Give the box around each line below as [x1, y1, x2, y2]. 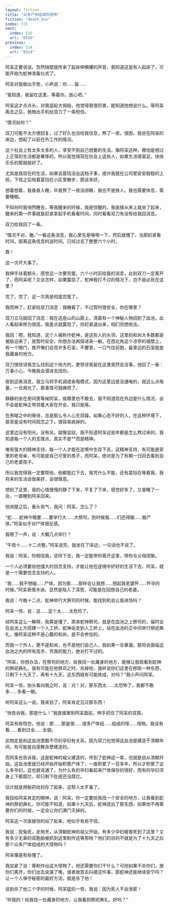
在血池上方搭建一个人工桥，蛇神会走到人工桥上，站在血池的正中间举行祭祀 [5, 625, 159, 631]
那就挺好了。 [18, 159, 45, 166]
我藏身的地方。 [5, 351, 36, 357]
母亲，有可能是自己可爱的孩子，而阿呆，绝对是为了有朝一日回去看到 [18, 452, 159, 458]
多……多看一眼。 [5, 688, 40, 694]
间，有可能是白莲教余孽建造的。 [5, 744, 71, 750]
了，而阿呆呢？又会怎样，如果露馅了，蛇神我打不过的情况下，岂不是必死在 [5, 276, 159, 282]
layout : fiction [5, 7, 39, 13]
